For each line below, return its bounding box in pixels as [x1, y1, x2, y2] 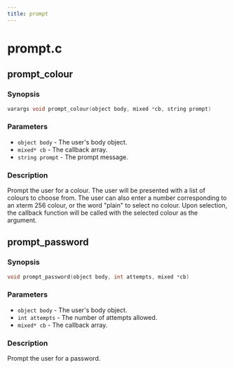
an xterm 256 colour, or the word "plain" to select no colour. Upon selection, [7, 201, 228, 209]
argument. [7, 215, 37, 224]
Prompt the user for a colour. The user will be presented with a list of [7, 186, 205, 194]
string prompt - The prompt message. [17, 152, 128, 161]
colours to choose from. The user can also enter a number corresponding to [7, 194, 227, 202]
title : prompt [7, 10, 49, 18]
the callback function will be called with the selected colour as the [7, 208, 198, 217]
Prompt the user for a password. [7, 354, 101, 363]
